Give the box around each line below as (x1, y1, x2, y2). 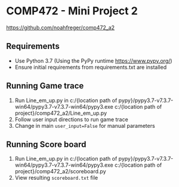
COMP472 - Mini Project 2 (6, 4, 138, 18)
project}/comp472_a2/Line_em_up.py (14, 109, 107, 117)
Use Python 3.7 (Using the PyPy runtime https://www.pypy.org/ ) (14, 57, 172, 64)
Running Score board (6, 139, 87, 149)
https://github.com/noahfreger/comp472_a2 (6, 24, 115, 31)
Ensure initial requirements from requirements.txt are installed (14, 63, 167, 70)
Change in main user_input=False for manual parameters (14, 122, 155, 129)
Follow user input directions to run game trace (14, 115, 128, 123)
